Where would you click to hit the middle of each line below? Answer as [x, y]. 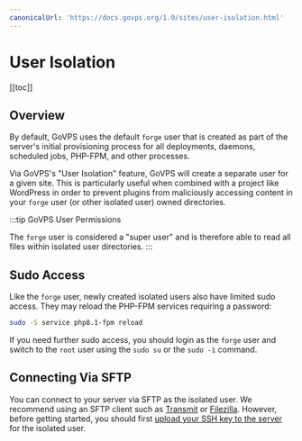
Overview [37, 115]
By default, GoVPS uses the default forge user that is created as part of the [149, 137]
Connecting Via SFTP [71, 378]
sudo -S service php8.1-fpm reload [76, 323]
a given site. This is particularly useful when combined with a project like [144, 183]
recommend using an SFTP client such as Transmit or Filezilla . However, [143, 409]
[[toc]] [21, 87]
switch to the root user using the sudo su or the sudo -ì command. [133, 350]
